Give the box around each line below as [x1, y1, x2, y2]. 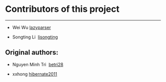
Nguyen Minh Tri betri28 [12, 61, 63, 67]
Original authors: [5, 48, 58, 57]
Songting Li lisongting [12, 34, 58, 40]
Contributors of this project [5, 3, 120, 15]
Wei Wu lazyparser [12, 24, 51, 30]
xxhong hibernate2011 [12, 71, 57, 77]
